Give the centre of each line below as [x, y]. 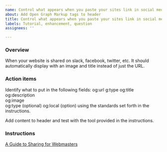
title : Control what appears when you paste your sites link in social [81, 19]
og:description [20, 95]
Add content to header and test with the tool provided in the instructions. [80, 120]
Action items [21, 79]
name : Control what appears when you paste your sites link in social [80, 10]
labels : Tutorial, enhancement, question [49, 24]
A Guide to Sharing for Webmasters [42, 144]
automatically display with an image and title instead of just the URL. [75, 66]
